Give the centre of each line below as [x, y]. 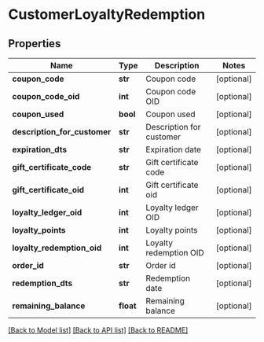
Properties [35, 44]
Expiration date [174, 149]
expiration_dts [40, 149]
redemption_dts [42, 283]
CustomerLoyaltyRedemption [107, 15]
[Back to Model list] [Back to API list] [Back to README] [98, 330]
